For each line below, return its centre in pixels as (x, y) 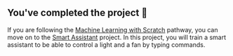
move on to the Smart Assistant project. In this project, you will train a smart (117, 37)
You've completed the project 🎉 (78, 13)
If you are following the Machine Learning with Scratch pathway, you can (113, 29)
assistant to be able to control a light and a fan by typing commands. (106, 44)
